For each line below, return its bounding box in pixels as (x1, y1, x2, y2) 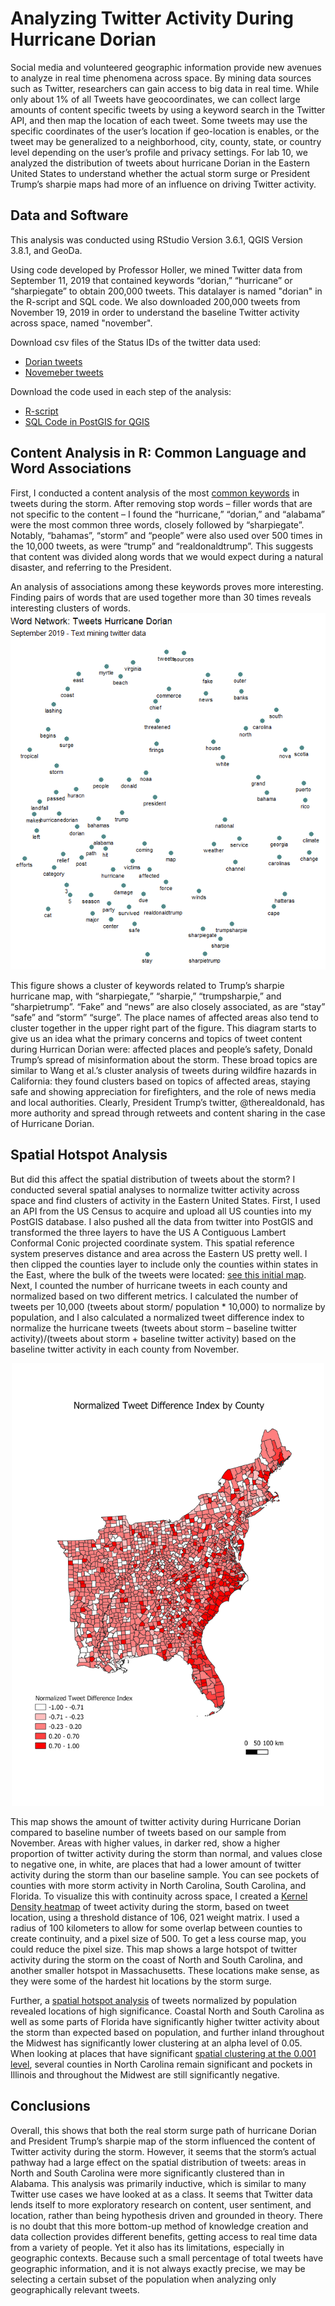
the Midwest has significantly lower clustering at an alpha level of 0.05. (10, 2037, 303, 2049)
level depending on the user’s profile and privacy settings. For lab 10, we (10, 146, 308, 158)
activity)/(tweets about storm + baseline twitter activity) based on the (10, 1332, 297, 1344)
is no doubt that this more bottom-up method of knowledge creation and (10, 2220, 309, 2232)
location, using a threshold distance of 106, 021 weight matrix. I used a (10, 1911, 300, 1923)
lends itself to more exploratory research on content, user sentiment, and (10, 2198, 312, 2211)
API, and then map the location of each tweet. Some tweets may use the (10, 114, 308, 126)
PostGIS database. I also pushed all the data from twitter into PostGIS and (10, 1215, 314, 1227)
